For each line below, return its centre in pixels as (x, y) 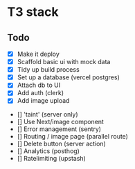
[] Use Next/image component (60, 122)
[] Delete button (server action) (61, 144)
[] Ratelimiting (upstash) (52, 159)
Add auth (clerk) (40, 93)
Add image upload (43, 101)
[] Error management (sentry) (59, 129)
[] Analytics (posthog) (48, 151)
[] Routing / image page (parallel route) (72, 137)
